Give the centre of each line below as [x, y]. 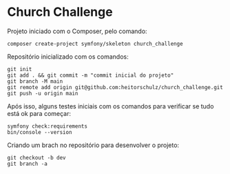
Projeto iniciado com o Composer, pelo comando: [77, 31]
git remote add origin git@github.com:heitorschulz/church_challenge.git [115, 87]
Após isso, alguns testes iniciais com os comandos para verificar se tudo [111, 106]
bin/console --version [40, 132]
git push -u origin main [43, 93]
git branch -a [28, 164]
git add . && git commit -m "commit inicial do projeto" [91, 75]
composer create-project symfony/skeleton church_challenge [95, 43]
